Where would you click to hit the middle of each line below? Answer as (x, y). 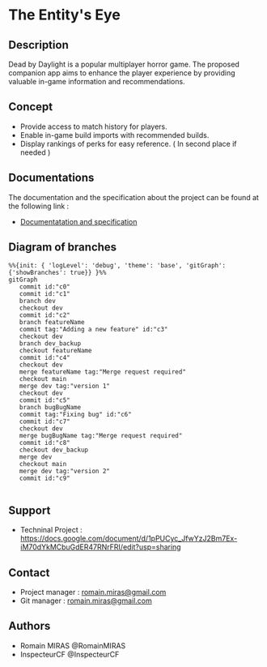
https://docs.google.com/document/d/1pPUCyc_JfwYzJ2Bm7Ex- (129, 539)
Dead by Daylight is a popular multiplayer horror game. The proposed (124, 64)
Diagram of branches (63, 248)
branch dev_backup (50, 344)
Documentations (51, 178)
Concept (31, 107)
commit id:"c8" (44, 443)
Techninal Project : (51, 530)
